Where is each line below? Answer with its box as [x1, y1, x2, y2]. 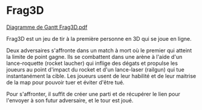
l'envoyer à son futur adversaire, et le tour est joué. [6, 97, 134, 104]
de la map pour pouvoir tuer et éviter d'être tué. [6, 79, 125, 86]
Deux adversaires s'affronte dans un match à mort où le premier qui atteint [6, 46, 192, 54]
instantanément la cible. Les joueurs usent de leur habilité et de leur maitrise [6, 72, 197, 79]
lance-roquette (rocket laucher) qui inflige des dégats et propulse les [6, 60, 178, 67]
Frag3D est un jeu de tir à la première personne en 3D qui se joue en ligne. [6, 35, 192, 42]
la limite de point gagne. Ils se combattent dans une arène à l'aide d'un [6, 53, 183, 60]
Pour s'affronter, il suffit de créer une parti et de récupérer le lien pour [6, 90, 180, 97]
